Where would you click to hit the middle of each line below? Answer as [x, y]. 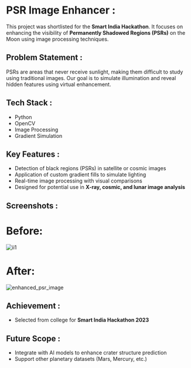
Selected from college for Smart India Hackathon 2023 [82, 320]
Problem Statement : [45, 57]
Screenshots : [32, 206]
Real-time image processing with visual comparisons [78, 181]
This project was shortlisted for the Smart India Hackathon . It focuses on [95, 26]
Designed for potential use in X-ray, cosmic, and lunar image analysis [100, 187]
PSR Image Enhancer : [61, 10]
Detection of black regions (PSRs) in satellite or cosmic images [90, 168]
